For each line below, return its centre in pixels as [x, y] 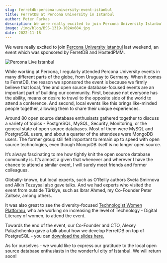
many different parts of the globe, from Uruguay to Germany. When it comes [83, 77]
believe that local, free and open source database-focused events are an [80, 87]
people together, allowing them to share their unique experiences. [73, 108]
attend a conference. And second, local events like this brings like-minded [81, 103]
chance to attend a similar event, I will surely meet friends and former [76, 165]
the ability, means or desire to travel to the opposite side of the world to [78, 98]
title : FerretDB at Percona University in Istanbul [60, 14]
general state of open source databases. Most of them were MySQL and [79, 129]
